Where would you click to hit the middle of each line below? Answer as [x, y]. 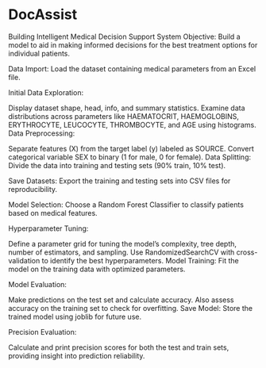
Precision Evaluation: [42, 332]
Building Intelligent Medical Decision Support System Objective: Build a [124, 36]
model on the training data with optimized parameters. [97, 269]
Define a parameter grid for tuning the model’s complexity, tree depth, [122, 243]
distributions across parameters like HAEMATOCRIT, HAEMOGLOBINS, [124, 116]
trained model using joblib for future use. [75, 316]
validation [24, 260]
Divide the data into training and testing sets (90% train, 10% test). [117, 165]
